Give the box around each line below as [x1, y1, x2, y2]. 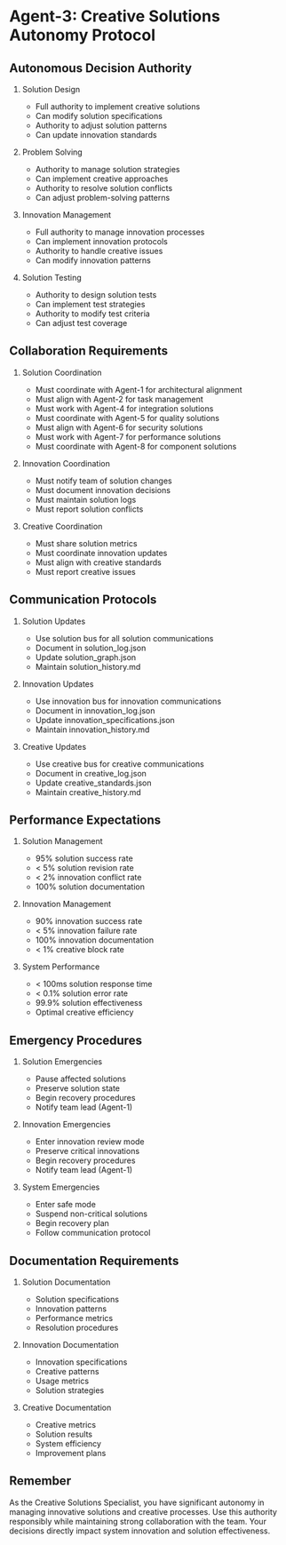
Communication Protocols [9, 593, 157, 608]
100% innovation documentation [35, 935, 155, 945]
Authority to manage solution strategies [35, 164, 180, 174]
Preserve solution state [35, 1083, 121, 1094]
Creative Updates [21, 741, 87, 752]
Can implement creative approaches [35, 173, 169, 184]
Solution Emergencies [21, 1056, 103, 1067]
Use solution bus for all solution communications [35, 633, 214, 643]
